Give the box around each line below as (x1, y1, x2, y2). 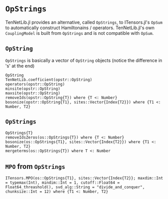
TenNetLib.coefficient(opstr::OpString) (5, 77, 93, 82)
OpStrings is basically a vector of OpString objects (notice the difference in (5, 57, 162, 63)
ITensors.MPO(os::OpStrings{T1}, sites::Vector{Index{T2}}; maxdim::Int (5, 176, 163, 181)
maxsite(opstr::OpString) (5, 90, 60, 96)
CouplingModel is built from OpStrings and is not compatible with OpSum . (5, 30, 154, 36)
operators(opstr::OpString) (5, 82, 65, 87)
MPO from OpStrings (5, 162, 65, 171)
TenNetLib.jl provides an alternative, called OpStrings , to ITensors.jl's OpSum (5, 19, 163, 25)
